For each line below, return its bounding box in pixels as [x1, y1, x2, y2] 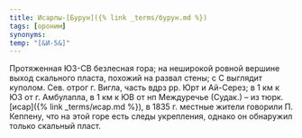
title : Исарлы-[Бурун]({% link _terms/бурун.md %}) [9, 13, 207, 23]
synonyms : [9, 30, 47, 39]
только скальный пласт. [9, 121, 102, 132]
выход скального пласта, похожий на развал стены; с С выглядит [9, 73, 263, 84]
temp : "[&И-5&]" [9, 38, 70, 48]
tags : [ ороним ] [9, 22, 67, 31]
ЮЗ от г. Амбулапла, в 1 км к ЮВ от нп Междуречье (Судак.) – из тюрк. [9, 92, 284, 103]
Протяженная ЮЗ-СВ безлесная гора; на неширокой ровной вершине [9, 63, 280, 74]
